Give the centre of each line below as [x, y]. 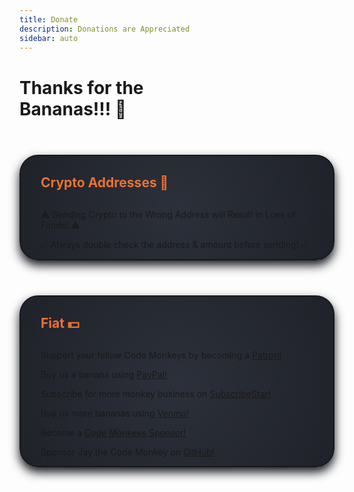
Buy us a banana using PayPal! [104, 374]
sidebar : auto [49, 38]
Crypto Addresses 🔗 [104, 182]
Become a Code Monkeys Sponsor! [113, 432]
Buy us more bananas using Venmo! [114, 413]
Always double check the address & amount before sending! [174, 244]
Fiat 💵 [60, 322]
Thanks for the [81, 87]
